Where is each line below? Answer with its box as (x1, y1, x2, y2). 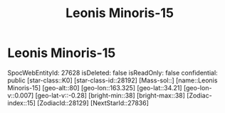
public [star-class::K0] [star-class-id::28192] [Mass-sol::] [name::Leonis (7, 76, 218, 85)
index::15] (7, 98, 36, 107)
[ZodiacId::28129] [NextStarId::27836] (36, 98, 150, 107)
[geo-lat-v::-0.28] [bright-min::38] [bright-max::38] (35, 91, 185, 99)
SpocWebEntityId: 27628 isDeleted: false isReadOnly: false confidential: (7, 68, 219, 77)
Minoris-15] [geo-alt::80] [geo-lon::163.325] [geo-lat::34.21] (7, 83, 183, 92)
